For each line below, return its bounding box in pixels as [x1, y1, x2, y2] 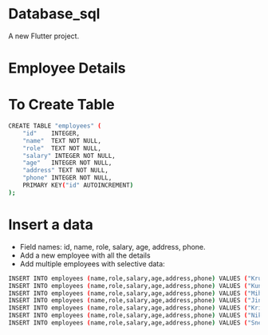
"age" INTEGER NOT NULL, [22, 159, 112, 167]
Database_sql [8, 5, 100, 23]
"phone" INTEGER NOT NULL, [22, 174, 112, 182]
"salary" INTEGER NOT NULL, [22, 152, 116, 160]
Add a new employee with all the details [19, 250, 151, 260]
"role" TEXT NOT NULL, [22, 144, 102, 152]
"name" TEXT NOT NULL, [22, 136, 102, 144]
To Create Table [8, 96, 116, 114]
